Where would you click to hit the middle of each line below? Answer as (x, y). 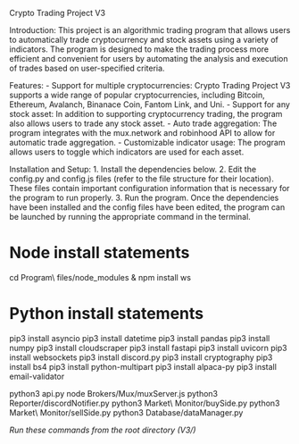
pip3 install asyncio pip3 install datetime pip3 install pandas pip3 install (140, 338)
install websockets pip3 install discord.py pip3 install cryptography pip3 (141, 357)
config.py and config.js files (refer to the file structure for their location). (141, 179)
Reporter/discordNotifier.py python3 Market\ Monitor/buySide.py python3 (145, 403)
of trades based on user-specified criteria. (87, 68)
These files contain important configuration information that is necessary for (149, 188)
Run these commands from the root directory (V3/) (103, 430)
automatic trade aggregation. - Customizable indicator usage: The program (147, 142)
